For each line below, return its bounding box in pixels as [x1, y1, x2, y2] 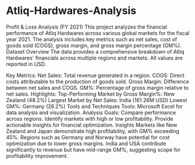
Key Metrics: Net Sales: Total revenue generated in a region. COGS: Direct [6, 72, 184, 79]
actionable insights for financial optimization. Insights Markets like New [6, 121, 177, 128]
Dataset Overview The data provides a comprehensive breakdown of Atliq [6, 48, 184, 55]
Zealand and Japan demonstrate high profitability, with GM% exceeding [6, 127, 180, 135]
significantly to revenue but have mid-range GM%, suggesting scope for [6, 146, 181, 153]
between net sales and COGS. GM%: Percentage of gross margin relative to [6, 84, 189, 91]
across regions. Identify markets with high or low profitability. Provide [6, 115, 174, 122]
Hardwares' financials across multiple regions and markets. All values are [6, 54, 183, 61]
